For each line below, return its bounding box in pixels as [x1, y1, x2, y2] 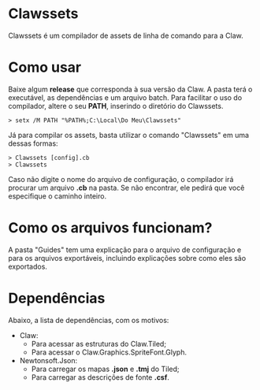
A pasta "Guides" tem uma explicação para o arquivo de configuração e [8, 245, 242, 254]
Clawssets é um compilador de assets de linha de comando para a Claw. [8, 31, 244, 40]
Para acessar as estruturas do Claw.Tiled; [31, 339, 167, 348]
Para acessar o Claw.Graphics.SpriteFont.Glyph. [31, 347, 188, 357]
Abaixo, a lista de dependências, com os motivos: [8, 315, 169, 325]
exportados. [8, 262, 47, 271]
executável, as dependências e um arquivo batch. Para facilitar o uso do [8, 92, 243, 102]
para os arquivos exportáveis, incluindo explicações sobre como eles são [8, 253, 247, 262]
